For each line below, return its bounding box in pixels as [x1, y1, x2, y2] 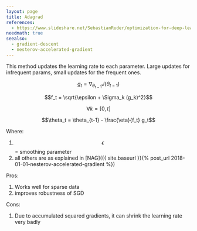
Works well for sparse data [14, 183, 80, 190]
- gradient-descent [11, 42, 59, 47]
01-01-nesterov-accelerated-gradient [14, 160, 105, 167]
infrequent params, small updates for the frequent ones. [6, 68, 142, 76]
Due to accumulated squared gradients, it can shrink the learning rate [14, 212, 183, 219]
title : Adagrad [6, 14, 43, 20]
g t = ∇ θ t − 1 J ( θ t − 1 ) [77, 80, 120, 89]
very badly [14, 218, 41, 225]
